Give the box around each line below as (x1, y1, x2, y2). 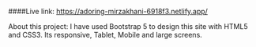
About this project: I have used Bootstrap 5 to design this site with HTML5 (8, 22, 248, 31)
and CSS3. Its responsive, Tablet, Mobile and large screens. (8, 31, 203, 39)
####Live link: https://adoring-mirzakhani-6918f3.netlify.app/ (8, 7, 208, 16)
